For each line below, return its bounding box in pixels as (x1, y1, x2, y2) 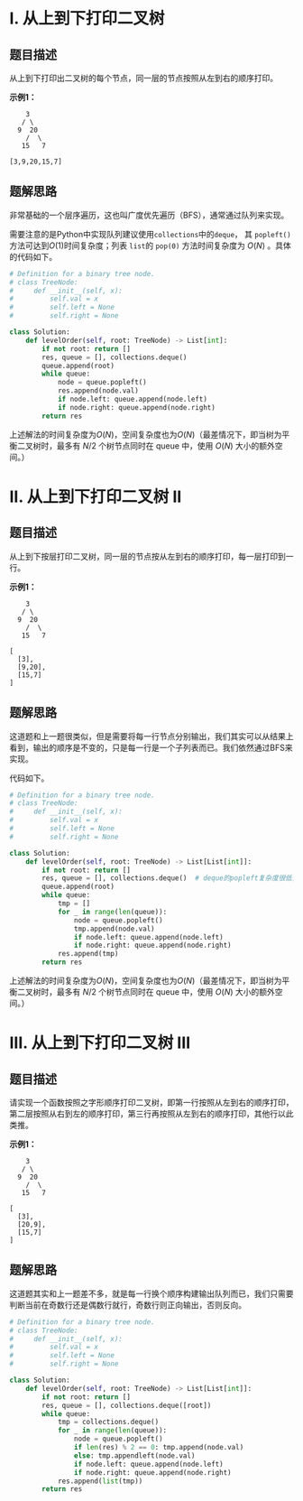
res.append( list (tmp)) (57, 1477, 143, 1486)
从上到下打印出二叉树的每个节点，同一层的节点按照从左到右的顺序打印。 (9, 73, 278, 83)
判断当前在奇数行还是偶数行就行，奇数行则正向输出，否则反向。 (9, 1299, 246, 1310)
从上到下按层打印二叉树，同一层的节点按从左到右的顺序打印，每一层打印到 (9, 551, 286, 561)
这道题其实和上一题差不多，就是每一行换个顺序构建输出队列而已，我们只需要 (9, 1288, 294, 1299)
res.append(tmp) (57, 950, 119, 959)
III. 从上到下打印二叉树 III (9, 1033, 191, 1053)
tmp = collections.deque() (57, 1418, 160, 1427)
